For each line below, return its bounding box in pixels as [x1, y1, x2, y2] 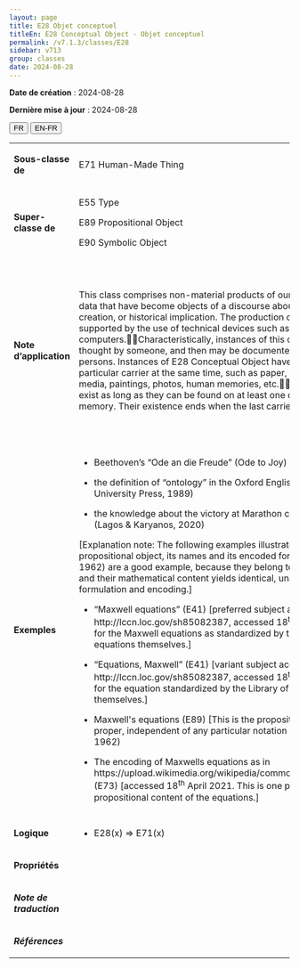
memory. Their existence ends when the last [78, 400, 264, 412]
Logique [13, 827, 49, 840]
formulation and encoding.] [78, 582, 193, 595]
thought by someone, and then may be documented [78, 344, 295, 356]
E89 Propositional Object [78, 216, 183, 228]
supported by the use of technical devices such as [78, 321, 290, 334]
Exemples [13, 623, 56, 636]
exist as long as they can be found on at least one [78, 388, 287, 401]
